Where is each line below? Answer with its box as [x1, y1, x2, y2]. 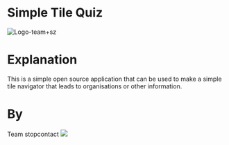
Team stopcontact [7, 130, 59, 138]
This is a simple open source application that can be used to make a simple [7, 75, 222, 83]
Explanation [7, 52, 78, 68]
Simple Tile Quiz [7, 5, 103, 21]
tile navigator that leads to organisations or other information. [7, 81, 183, 90]
